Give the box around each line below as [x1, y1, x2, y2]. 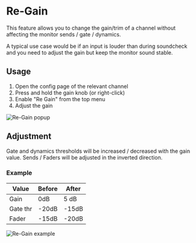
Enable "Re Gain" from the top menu [14, 95, 106, 102]
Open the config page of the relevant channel [14, 82, 128, 90]
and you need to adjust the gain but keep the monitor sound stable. [6, 48, 173, 56]
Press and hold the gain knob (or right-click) [14, 89, 125, 96]
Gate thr [9, 204, 33, 213]
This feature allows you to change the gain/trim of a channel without [6, 24, 176, 32]
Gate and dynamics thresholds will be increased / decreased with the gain [6, 147, 191, 155]
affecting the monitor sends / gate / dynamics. [6, 30, 121, 38]
